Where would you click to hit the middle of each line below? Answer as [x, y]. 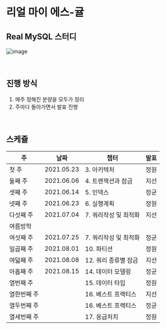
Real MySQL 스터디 [41, 37]
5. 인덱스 [97, 192]
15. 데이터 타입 [105, 283]
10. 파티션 [99, 249]
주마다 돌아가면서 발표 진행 [46, 107]
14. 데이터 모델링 [108, 271]
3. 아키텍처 [100, 170]
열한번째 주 [24, 294]
